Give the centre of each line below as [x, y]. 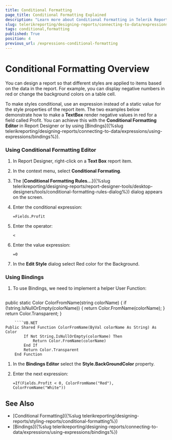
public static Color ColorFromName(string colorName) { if [66, 303]
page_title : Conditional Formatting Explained [56, 15]
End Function [28, 354]
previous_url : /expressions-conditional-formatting [61, 44]
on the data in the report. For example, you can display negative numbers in [85, 88]
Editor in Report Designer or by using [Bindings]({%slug [64, 126]
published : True [23, 34]
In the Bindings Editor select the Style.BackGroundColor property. [84, 364]
